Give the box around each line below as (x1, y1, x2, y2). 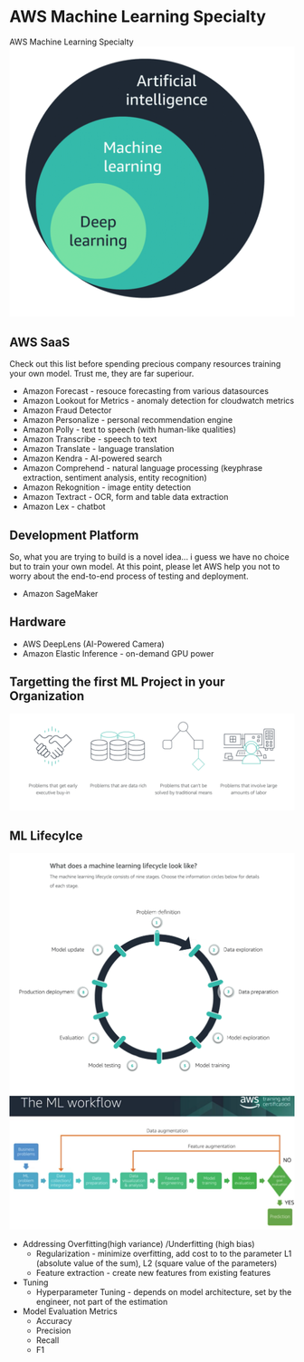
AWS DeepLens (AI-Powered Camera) (22, 638, 165, 649)
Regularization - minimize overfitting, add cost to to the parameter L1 (35, 1248, 292, 1259)
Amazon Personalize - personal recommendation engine (22, 415, 233, 426)
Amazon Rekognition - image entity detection (22, 482, 192, 493)
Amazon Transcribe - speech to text (22, 434, 157, 445)
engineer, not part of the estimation (35, 1296, 168, 1307)
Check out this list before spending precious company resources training (9, 359, 281, 369)
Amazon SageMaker (22, 588, 99, 599)
